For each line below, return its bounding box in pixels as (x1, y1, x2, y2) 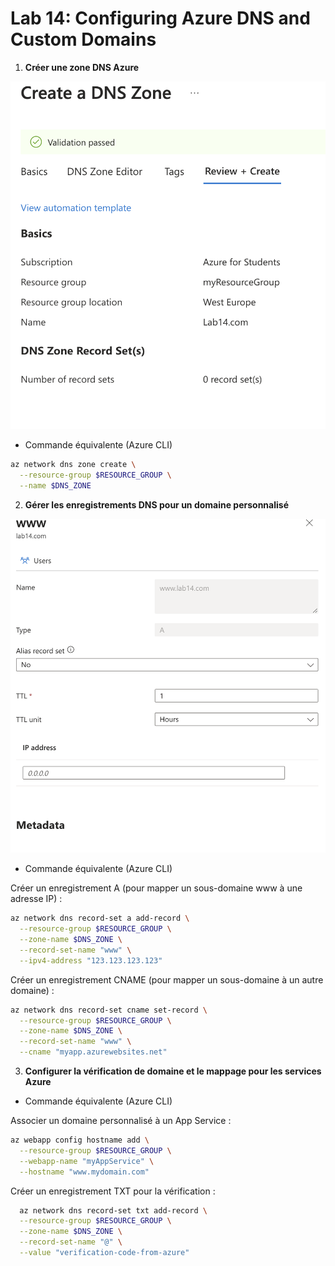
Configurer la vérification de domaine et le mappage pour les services (24, 1065, 322, 1077)
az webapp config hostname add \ (10, 1135, 150, 1146)
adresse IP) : (10, 893, 63, 905)
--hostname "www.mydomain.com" (19, 1167, 150, 1177)
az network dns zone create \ (10, 460, 137, 470)
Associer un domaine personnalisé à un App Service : (10, 1115, 232, 1127)
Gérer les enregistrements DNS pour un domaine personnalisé (24, 499, 289, 511)
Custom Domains (10, 28, 157, 51)
